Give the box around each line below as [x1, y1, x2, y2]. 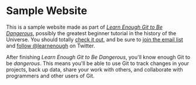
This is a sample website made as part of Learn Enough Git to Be [6, 23, 163, 30]
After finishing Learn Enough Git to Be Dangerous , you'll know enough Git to [6, 53, 191, 60]
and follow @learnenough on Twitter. [6, 42, 96, 49]
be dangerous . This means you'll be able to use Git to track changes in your [6, 60, 190, 67]
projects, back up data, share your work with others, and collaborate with [6, 66, 183, 73]
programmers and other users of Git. [6, 72, 95, 79]
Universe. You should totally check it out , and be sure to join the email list [6, 36, 184, 43]
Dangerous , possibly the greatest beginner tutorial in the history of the [6, 29, 177, 36]
